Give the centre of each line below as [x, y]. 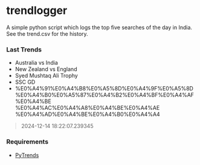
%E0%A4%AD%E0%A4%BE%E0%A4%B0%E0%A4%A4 [87, 114]
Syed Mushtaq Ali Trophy [47, 76]
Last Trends [24, 49]
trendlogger [37, 11]
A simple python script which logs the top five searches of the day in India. [99, 27]
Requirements [27, 142]
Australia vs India [37, 63]
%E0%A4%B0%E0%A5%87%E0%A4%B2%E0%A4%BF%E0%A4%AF [105, 95]
